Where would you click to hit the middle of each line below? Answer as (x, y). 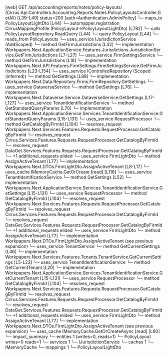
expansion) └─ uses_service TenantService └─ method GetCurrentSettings (82, 246)
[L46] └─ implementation (31, 251)
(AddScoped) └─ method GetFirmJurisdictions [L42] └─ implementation (79, 44)
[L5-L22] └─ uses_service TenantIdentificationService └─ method (82, 262)
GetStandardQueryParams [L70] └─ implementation (59, 108)
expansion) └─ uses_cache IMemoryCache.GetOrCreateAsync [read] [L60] (82, 331)
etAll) (11, 18)
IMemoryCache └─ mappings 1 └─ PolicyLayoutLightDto (63, 347)
